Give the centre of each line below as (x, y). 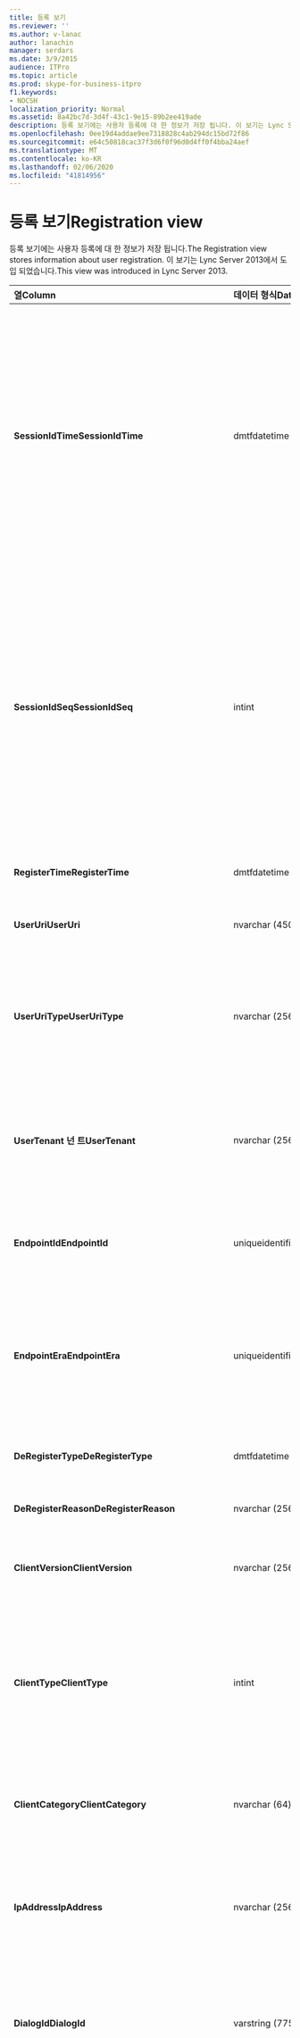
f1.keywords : (33, 92)
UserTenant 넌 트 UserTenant (75, 1141)
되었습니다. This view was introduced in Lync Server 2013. (123, 271)
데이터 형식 (255, 296)
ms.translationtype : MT (54, 150)
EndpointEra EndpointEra (67, 1356)
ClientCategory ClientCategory (80, 1805)
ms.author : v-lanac (46, 34)
